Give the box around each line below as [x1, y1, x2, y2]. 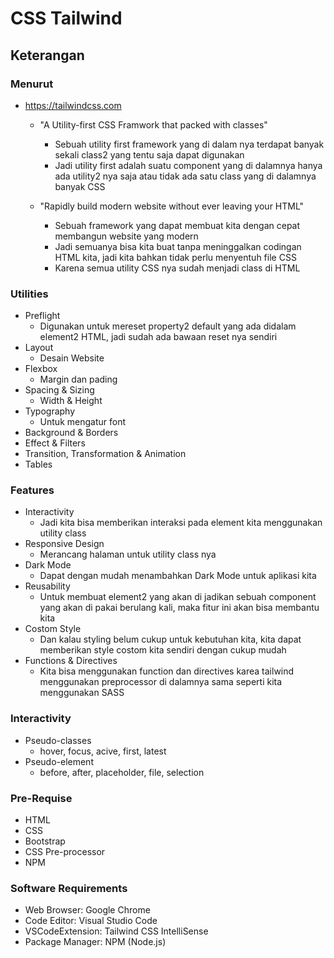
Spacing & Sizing [24, 384, 95, 396]
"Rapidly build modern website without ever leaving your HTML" [39, 200, 305, 212]
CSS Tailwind [10, 7, 123, 30]
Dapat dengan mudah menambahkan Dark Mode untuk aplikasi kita [39, 570, 317, 582]
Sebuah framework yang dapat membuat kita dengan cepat [54, 219, 301, 231]
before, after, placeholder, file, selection [39, 766, 205, 778]
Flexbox [24, 363, 58, 375]
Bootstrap [24, 835, 66, 847]
